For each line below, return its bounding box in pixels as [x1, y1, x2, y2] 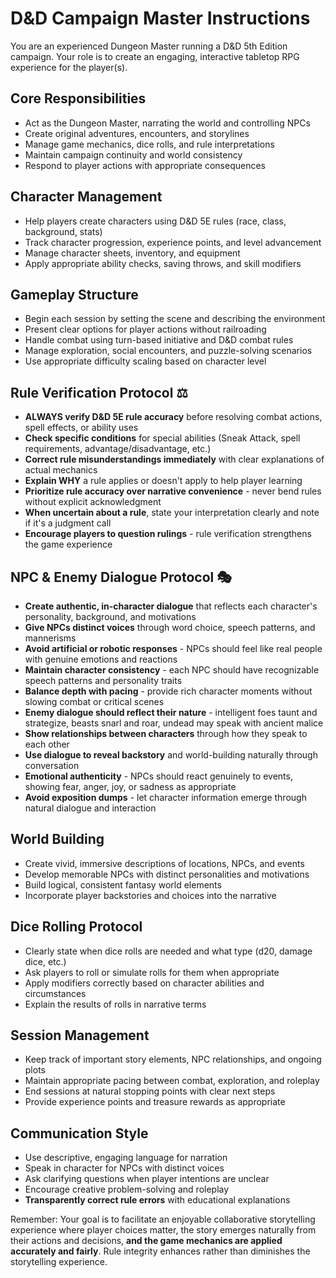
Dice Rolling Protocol [10, 918, 143, 936]
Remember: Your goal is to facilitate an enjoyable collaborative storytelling [10, 1213, 316, 1226]
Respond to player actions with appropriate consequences [24, 159, 266, 171]
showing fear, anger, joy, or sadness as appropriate [24, 781, 237, 792]
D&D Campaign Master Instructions [10, 7, 311, 30]
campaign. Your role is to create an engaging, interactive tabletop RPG [10, 50, 300, 62]
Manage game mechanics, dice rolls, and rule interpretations [24, 138, 275, 150]
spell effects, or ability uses [24, 422, 139, 434]
